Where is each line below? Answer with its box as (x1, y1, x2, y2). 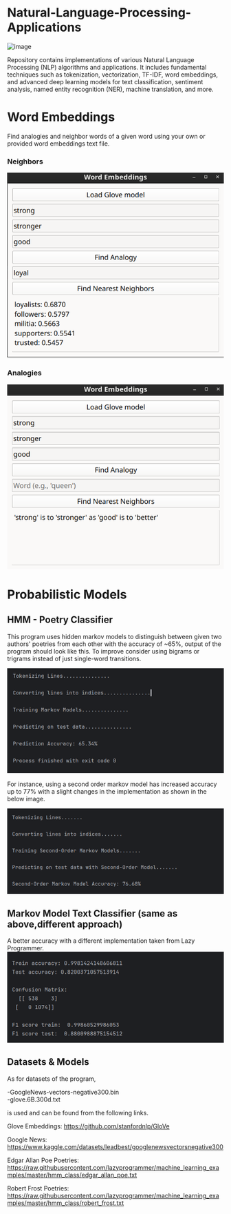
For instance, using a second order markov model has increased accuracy (7, 780, 217, 788)
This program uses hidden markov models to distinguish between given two (7, 632, 222, 640)
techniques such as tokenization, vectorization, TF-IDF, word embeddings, (7, 70, 219, 79)
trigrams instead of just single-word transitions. (7, 654, 142, 663)
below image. (7, 794, 45, 803)
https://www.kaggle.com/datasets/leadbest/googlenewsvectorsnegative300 (7, 1142, 223, 1151)
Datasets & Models (7, 1056, 89, 1068)
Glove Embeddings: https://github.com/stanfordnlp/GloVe (7, 1122, 170, 1130)
